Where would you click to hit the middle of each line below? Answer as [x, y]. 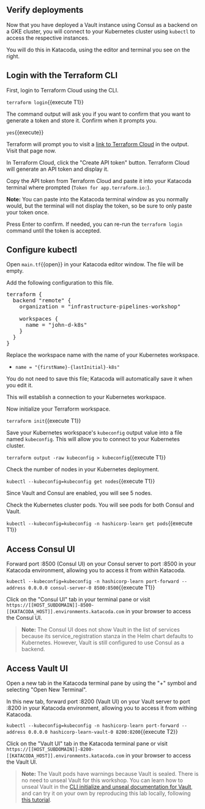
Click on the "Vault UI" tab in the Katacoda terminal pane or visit [87, 744]
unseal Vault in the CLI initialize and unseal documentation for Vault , [107, 787]
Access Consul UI [41, 549]
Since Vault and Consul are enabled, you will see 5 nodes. [79, 493]
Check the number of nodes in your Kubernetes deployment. [83, 469]
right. [13, 56]
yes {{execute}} [25, 132]
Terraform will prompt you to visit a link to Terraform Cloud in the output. [98, 144]
